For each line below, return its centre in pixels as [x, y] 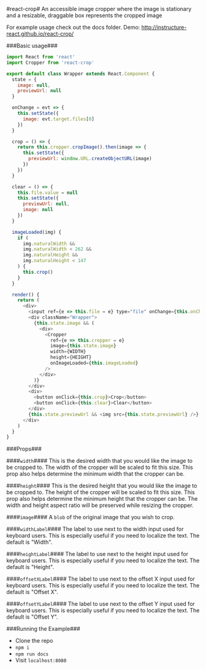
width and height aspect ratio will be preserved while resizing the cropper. [100, 505]
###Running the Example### [44, 629]
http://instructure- [164, 27]
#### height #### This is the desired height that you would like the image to [102, 486]
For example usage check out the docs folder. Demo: [73, 27]
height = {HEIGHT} [71, 358]
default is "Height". [30, 567]
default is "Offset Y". [32, 617]
